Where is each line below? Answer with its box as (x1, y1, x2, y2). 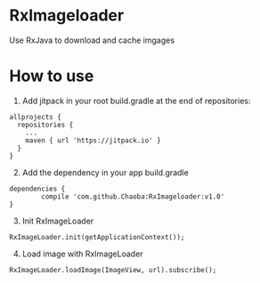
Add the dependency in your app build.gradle (21, 166, 189, 178)
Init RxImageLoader (21, 215, 94, 226)
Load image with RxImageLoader (21, 248, 144, 259)
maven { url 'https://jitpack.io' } (25, 135, 162, 145)
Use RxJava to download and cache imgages (9, 35, 175, 45)
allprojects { (9, 112, 62, 121)
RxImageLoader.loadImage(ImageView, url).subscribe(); (9, 265, 217, 274)
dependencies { (9, 184, 66, 193)
